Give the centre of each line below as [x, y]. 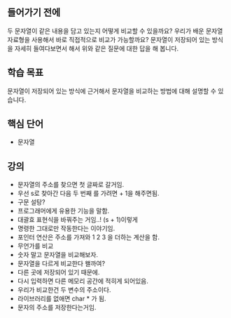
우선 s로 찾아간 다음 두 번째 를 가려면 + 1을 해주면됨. [88, 193]
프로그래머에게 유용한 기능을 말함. [63, 211]
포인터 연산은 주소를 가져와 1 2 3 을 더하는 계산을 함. [88, 237]
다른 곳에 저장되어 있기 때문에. [58, 272]
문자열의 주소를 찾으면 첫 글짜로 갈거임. [71, 185]
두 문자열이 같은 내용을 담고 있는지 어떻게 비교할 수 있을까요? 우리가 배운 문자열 [115, 31]
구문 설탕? [31, 202]
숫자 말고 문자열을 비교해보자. [58, 255]
